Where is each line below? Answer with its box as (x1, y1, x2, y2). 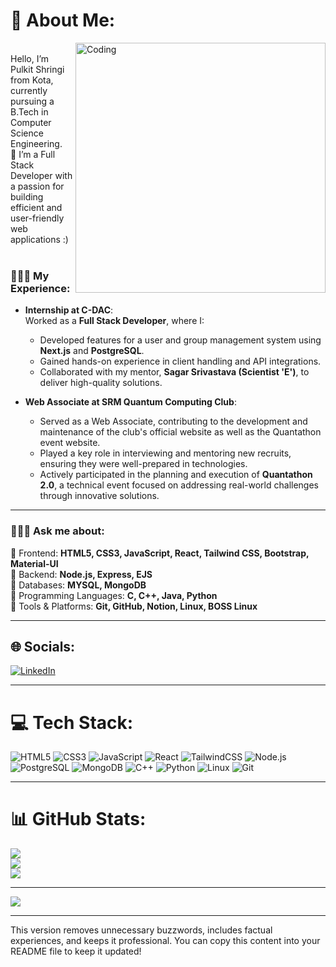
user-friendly (10, 212, 65, 224)
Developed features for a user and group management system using (39, 334, 322, 346)
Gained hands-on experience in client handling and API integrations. (39, 355, 322, 368)
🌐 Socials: (10, 638, 76, 655)
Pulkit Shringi (10, 63, 65, 75)
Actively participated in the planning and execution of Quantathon (39, 469, 313, 481)
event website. (39, 437, 101, 449)
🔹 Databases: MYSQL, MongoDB (10, 579, 147, 591)
